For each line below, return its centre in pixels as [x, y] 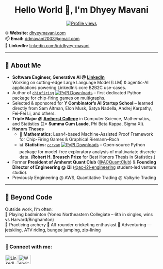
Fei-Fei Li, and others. [34, 113]
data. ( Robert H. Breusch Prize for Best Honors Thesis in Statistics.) [87, 157]
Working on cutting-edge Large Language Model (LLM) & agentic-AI [80, 82]
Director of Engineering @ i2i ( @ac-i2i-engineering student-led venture [84, 167]
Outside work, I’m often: [29, 209]
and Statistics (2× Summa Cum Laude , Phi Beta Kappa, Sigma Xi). [78, 124]
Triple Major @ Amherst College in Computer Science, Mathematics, [81, 118]
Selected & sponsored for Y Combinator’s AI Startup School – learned [82, 103]
